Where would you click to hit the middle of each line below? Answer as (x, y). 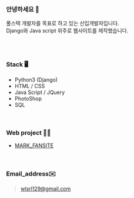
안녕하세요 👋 (23, 9)
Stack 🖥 (17, 64)
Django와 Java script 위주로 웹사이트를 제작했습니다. (67, 31)
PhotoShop (28, 98)
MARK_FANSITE (34, 145)
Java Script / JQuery (40, 92)
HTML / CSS (30, 86)
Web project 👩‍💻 (29, 132)
